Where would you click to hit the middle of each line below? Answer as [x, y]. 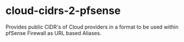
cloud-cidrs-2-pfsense [63, 11]
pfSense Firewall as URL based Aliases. [53, 33]
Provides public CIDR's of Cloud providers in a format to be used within [92, 27]
